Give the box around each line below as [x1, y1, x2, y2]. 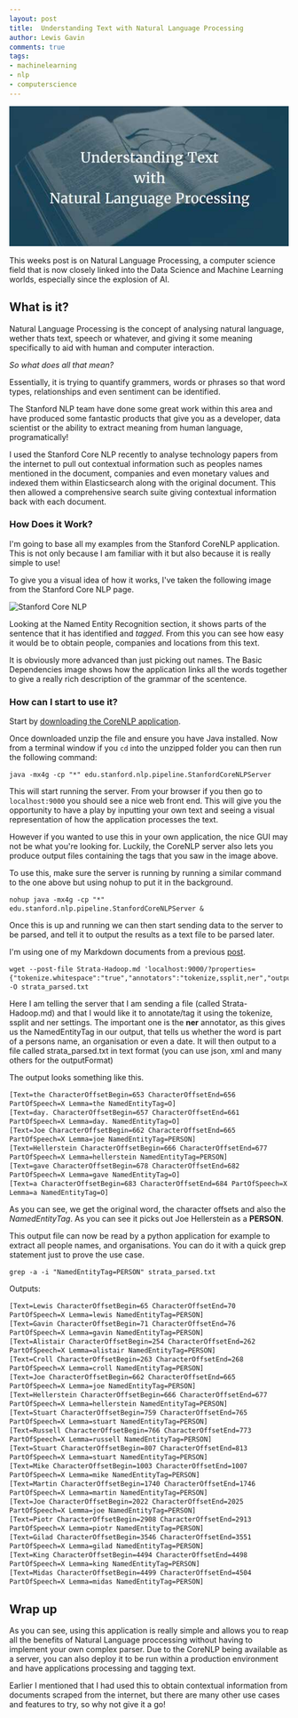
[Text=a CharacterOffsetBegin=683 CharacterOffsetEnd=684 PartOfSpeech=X [9, 1179, 288, 1189]
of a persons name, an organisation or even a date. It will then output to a [9, 1036, 277, 1047]
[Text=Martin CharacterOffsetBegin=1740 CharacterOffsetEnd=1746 [9, 1480, 255, 1489]
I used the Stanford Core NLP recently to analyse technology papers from [9, 449, 278, 460]
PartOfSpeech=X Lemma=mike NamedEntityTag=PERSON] [9, 1471, 200, 1480]
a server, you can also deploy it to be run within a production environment [9, 1653, 279, 1664]
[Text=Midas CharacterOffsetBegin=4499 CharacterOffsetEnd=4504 [9, 1569, 252, 1578]
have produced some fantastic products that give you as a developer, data [9, 413, 281, 423]
